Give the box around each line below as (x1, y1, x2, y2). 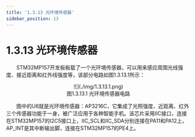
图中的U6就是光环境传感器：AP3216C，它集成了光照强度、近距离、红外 (16, 103, 189, 110)
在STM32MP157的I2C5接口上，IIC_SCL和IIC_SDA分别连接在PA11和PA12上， (6, 118, 187, 125)
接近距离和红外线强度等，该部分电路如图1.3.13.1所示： (16, 71, 145, 79)
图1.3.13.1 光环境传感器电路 (66, 90, 131, 97)
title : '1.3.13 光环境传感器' (6, 9, 74, 15)
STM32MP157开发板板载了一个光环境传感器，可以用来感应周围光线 (16, 64, 179, 71)
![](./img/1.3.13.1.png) (73, 83, 124, 91)
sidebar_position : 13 (6, 15, 59, 22)
